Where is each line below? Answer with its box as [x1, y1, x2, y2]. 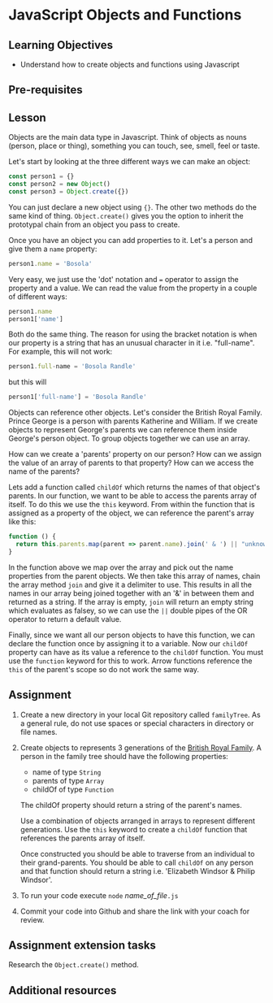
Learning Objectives [8, 38, 114, 52]
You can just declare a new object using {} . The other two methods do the [8, 202, 258, 212]
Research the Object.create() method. [8, 960, 140, 970]
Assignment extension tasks [8, 939, 157, 953]
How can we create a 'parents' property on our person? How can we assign [8, 449, 262, 459]
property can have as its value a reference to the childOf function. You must [8, 647, 264, 657]
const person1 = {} [8, 172, 75, 180]
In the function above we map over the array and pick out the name [8, 562, 234, 572]
